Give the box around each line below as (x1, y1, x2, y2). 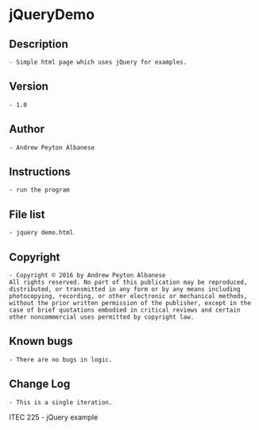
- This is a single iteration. (9, 398, 113, 406)
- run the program (9, 186, 70, 194)
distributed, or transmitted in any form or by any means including (9, 285, 241, 293)
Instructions (9, 165, 71, 179)
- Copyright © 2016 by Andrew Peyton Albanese (9, 272, 166, 280)
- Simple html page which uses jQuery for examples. (9, 58, 187, 66)
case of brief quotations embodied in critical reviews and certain (9, 306, 241, 315)
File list (9, 207, 46, 221)
